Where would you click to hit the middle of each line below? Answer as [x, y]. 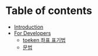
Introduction [29, 27]
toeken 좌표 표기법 [44, 40]
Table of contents [49, 11]
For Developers [32, 33]
